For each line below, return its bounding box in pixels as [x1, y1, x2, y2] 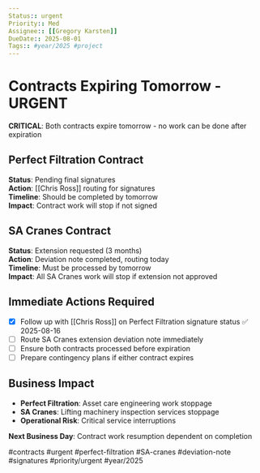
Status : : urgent [8, 11, 63, 20]
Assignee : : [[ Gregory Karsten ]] [8, 27, 117, 35]
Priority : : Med [8, 19, 60, 28]
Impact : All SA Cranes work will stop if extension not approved [8, 271, 218, 281]
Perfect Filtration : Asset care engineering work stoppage [19, 398, 213, 408]
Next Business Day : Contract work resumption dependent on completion [8, 431, 253, 441]
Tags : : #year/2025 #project [8, 42, 104, 50]
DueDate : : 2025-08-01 [8, 34, 82, 43]
